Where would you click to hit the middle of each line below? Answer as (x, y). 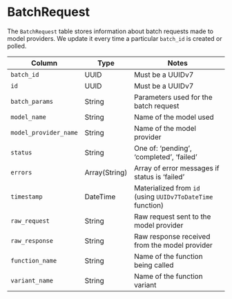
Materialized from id (167, 188)
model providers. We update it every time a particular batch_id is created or (115, 38)
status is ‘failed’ (159, 176)
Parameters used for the (173, 97)
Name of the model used (174, 117)
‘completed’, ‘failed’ (166, 156)
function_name (34, 261)
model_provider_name (44, 133)
